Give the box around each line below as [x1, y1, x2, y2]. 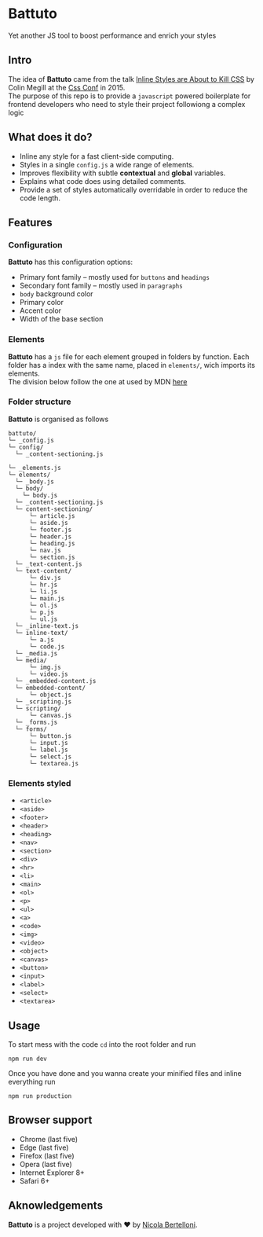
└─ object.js [28, 691, 72, 699]
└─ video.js [28, 670, 68, 678]
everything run [8, 1077, 57, 1086]
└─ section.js [28, 553, 76, 561]
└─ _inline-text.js [15, 622, 79, 630]
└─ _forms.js [15, 718, 58, 726]
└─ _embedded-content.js [15, 677, 97, 685]
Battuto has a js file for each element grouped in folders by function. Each [8, 351, 250, 362]
